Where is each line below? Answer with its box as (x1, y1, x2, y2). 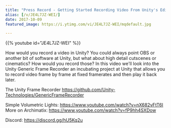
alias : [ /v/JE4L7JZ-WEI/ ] (5, 12, 60, 17)
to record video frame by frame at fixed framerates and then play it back (5, 72, 157, 78)
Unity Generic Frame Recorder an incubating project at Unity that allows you (5, 66, 165, 72)
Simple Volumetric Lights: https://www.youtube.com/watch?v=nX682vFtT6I (5, 102, 164, 108)
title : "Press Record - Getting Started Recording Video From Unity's (5, 7, 158, 13)
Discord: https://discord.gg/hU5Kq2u (5, 117, 83, 123)
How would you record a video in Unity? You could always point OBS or (5, 50, 155, 56)
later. (5, 77, 16, 83)
